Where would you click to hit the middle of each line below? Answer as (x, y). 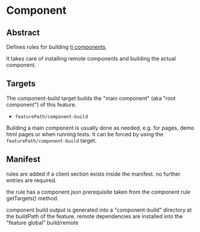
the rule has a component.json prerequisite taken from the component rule (98, 192)
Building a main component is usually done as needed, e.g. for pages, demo (100, 128)
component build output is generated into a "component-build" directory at (99, 210)
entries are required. (32, 180)
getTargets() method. (32, 198)
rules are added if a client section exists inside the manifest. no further (93, 174)
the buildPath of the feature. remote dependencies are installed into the (95, 216)
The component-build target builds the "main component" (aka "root (91, 98)
